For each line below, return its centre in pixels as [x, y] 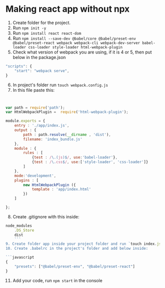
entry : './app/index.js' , [42, 126]
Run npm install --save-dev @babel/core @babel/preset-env [74, 38]
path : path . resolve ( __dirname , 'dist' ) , [67, 134]
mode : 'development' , [35, 176]
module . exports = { [25, 121]
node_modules [19, 226]
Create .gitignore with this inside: [46, 216]
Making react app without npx [68, 9]
